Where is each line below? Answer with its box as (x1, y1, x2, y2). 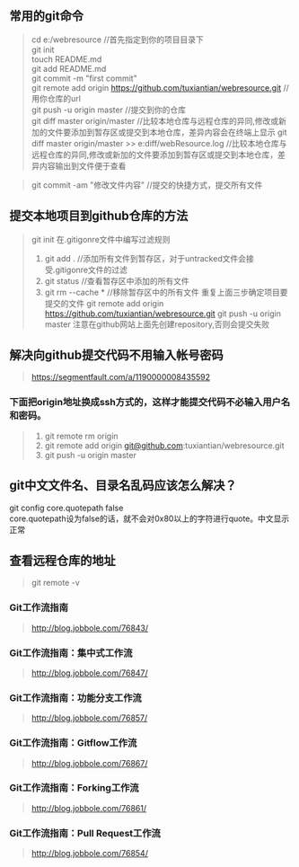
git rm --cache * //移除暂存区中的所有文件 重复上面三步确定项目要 (44, 287, 289, 297)
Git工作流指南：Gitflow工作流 (9, 737, 137, 749)
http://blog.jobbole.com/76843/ (31, 623, 149, 633)
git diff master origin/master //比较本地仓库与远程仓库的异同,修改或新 (31, 115, 287, 126)
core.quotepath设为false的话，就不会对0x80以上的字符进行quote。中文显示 (9, 513, 290, 524)
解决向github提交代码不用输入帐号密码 (9, 348, 224, 363)
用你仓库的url (31, 93, 81, 103)
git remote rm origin (44, 430, 119, 441)
